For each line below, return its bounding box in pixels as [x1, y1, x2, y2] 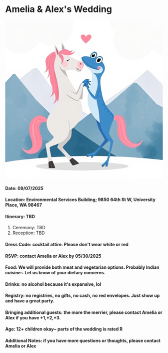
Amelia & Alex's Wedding [5, 4, 112, 15]
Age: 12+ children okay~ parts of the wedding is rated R [5, 326, 123, 332]
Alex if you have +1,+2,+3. [5, 314, 61, 320]
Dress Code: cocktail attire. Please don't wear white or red [5, 241, 129, 247]
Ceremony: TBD [12, 225, 46, 231]
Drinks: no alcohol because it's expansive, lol [5, 281, 101, 287]
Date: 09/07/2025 [5, 185, 44, 191]
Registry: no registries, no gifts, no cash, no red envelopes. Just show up [5, 292, 160, 299]
